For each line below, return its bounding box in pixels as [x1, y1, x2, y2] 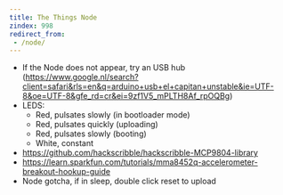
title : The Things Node [9, 12, 98, 22]
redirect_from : [9, 29, 66, 38]
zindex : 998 [9, 21, 53, 30]
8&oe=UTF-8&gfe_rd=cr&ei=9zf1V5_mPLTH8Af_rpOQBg [21, 91, 230, 102]
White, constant [35, 138, 94, 149]
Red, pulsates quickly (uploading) [35, 119, 158, 130]
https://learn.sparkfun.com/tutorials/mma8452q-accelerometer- [21, 157, 258, 167]
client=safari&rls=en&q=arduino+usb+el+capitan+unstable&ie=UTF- [21, 81, 274, 92]
